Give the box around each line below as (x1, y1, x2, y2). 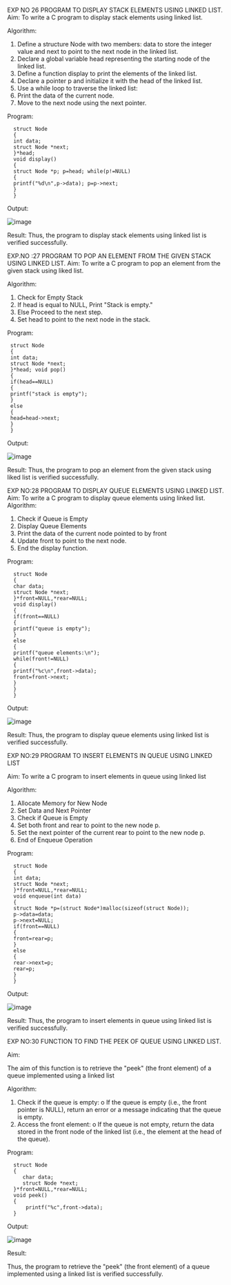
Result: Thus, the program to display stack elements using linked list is (7, 231, 207, 239)
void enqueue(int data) (13, 893, 81, 900)
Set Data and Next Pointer (17, 806, 92, 815)
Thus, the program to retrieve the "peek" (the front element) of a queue (7, 1262, 210, 1270)
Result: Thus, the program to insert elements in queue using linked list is (7, 1017, 212, 1024)
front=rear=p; (13, 935, 54, 942)
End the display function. (17, 544, 88, 552)
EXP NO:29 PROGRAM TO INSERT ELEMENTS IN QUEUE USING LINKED (7, 752, 212, 759)
